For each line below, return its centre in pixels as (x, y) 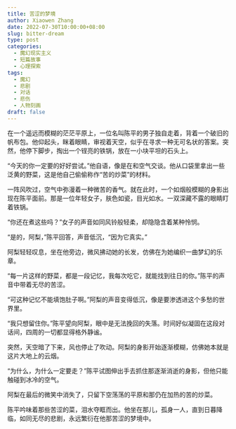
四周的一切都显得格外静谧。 (66, 332)
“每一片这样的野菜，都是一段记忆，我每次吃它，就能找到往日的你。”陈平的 (113, 275)
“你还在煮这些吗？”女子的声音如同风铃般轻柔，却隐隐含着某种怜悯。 (105, 222)
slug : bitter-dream (36, 33)
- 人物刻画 (27, 106)
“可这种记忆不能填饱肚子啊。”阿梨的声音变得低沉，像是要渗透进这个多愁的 (113, 299)
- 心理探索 (27, 66)
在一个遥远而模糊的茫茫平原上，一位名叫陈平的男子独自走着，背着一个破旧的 (118, 133)
